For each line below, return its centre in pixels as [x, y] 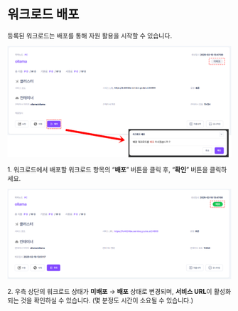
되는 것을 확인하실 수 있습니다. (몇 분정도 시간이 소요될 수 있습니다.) [101, 300]
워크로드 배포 [43, 15]
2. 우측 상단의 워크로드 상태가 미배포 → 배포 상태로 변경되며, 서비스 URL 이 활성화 [119, 291]
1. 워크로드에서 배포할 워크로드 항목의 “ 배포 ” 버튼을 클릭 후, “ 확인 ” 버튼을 [108, 169]
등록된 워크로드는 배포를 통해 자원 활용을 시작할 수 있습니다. [90, 36]
